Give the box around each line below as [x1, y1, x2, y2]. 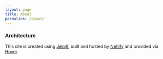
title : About [5, 12, 32, 17]
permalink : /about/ [5, 16, 45, 21]
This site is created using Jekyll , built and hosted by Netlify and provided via [5, 43, 159, 49]
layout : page [5, 7, 32, 12]
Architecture [5, 32, 36, 39]
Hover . [5, 48, 19, 54]
